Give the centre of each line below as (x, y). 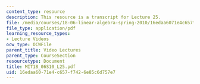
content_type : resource (36, 12)
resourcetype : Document (36, 61)
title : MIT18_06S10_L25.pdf (41, 67)
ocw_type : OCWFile (29, 45)
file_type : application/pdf (41, 28)
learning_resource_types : (38, 34)
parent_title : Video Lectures (44, 50)
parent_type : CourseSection (41, 56)
